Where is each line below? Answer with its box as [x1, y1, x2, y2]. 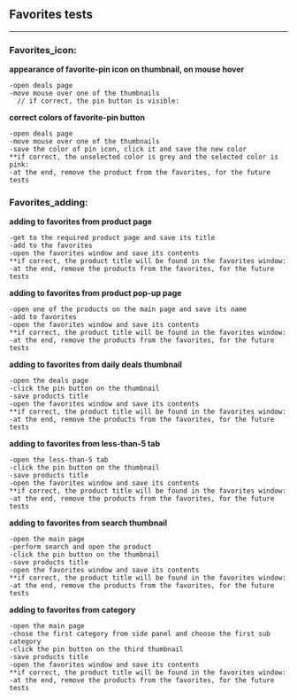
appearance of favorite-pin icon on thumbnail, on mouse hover [9, 64, 245, 74]
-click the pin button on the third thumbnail [9, 645, 184, 654]
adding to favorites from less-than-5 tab [9, 439, 161, 449]
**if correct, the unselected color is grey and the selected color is [9, 152, 278, 162]
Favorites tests [9, 7, 94, 22]
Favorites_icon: [9, 43, 77, 56]
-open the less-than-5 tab [9, 455, 109, 464]
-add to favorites [9, 313, 77, 322]
